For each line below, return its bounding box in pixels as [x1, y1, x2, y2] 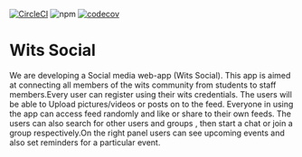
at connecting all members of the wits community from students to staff [9, 79, 277, 90]
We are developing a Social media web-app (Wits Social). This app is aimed [9, 69, 291, 80]
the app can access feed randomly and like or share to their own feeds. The [9, 108, 292, 119]
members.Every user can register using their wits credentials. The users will [9, 88, 292, 99]
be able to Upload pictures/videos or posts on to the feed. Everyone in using [9, 98, 294, 109]
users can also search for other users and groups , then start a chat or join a [9, 117, 294, 128]
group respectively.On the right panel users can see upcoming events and [9, 127, 285, 138]
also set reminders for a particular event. [9, 136, 161, 148]
